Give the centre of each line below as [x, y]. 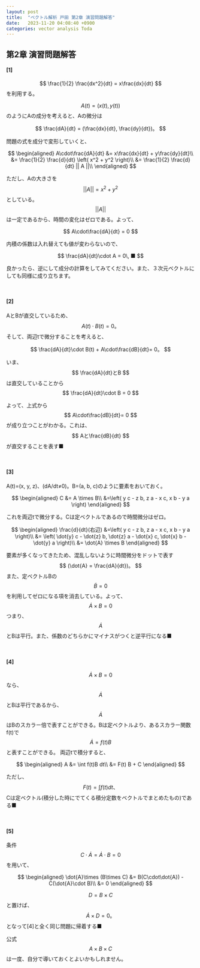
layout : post [22, 12]
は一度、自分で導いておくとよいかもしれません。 [66, 959]
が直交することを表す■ [35, 446]
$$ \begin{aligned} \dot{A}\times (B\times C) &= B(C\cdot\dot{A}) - [101, 877]
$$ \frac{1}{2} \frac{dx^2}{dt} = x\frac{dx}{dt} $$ [101, 83]
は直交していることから [35, 383]
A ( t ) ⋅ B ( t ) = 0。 [101, 326]
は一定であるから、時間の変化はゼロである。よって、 [71, 219]
